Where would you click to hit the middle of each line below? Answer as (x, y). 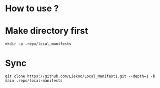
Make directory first (47, 31)
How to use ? (32, 9)
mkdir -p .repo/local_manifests (38, 44)
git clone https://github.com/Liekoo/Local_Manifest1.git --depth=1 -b (80, 76)
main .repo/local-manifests (34, 81)
